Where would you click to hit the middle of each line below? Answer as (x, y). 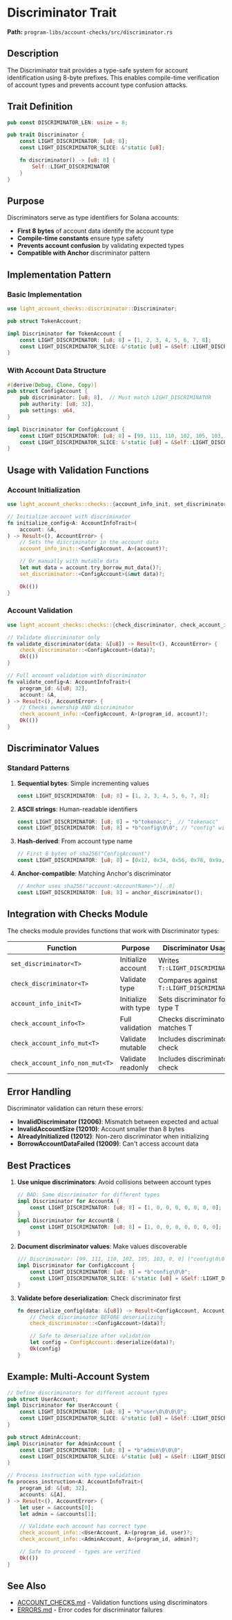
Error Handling (39, 1091)
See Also (27, 1586)
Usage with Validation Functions (78, 470)
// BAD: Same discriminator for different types (88, 1195)
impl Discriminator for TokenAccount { (65, 334)
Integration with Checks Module (78, 914)
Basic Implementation (45, 294)
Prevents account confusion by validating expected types (100, 246)
